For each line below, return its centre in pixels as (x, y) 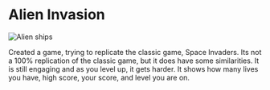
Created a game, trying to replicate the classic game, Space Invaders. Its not (135, 52)
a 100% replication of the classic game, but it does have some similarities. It (134, 61)
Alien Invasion (57, 15)
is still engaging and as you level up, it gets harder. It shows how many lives (133, 68)
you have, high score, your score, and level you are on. (99, 77)
